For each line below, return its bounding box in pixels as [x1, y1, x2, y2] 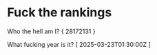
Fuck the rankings [7, 5, 112, 20]
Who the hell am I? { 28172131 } [7, 27, 96, 35]
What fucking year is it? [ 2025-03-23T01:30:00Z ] [7, 40, 151, 48]
